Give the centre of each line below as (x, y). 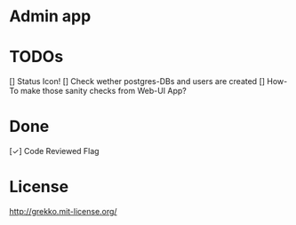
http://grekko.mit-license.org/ (63, 211)
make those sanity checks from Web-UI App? (104, 91)
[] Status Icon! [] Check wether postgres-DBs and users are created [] (137, 81)
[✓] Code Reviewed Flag (54, 151)
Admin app (50, 16)
